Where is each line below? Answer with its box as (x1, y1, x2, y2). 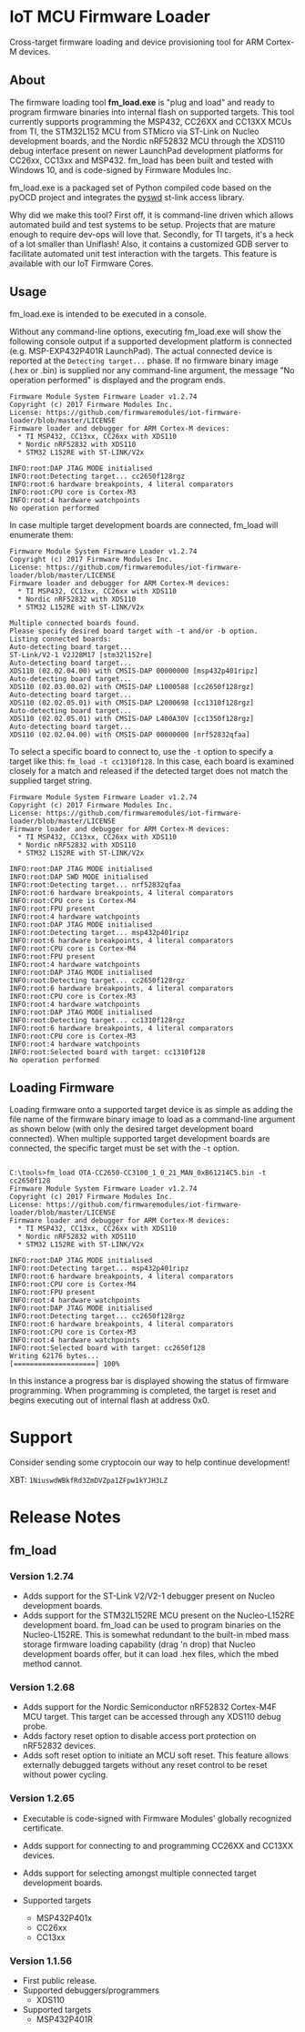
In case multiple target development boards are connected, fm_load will (9, 519, 279, 530)
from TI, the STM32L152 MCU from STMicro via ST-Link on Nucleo (9, 126, 259, 137)
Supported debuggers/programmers (22, 1985, 159, 1996)
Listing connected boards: (9, 635, 112, 644)
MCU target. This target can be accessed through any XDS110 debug (22, 1712, 282, 1722)
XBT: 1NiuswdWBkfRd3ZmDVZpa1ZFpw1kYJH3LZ (9, 1475, 168, 1486)
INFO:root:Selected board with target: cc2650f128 (9, 1344, 206, 1353)
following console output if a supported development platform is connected (9, 335, 293, 347)
